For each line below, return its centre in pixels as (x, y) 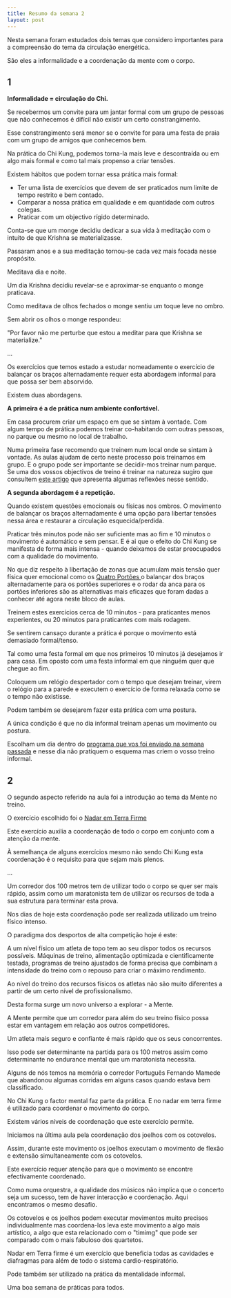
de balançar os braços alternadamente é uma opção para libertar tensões (112, 514)
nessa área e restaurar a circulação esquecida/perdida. (86, 521)
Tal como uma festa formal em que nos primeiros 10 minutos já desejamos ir (115, 654)
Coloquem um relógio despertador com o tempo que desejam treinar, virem (114, 682)
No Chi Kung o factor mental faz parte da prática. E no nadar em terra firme (114, 1101)
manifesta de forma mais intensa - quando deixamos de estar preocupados (114, 549)
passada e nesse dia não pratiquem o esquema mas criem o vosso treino (111, 751)
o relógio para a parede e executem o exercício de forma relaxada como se (114, 689)
